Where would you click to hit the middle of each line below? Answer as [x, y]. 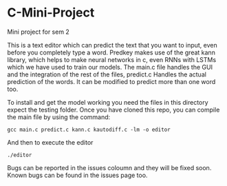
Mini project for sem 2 [39, 32]
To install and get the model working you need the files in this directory [108, 102]
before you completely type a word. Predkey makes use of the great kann [111, 52]
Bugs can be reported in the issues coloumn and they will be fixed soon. [109, 167]
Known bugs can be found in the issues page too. [77, 175]
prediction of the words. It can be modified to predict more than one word [111, 81]
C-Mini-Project [51, 13]
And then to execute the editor [50, 142]
